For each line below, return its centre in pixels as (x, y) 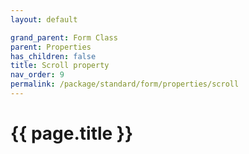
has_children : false (53, 56)
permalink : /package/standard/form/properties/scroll (125, 84)
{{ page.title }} (72, 133)
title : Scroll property (60, 66)
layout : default (44, 19)
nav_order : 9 (37, 75)
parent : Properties (51, 47)
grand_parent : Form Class (64, 37)
